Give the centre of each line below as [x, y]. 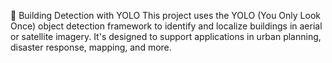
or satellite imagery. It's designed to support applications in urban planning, [166, 36]
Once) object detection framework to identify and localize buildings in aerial [166, 26]
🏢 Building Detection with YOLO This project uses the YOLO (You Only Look [165, 15]
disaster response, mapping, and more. [91, 47]
